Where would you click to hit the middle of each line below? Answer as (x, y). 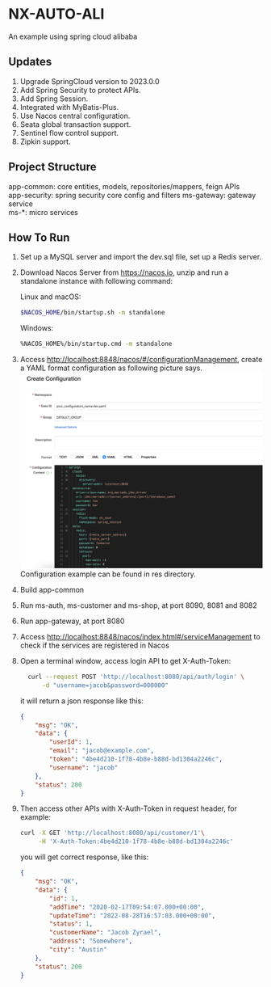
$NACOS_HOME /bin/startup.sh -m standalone (92, 313)
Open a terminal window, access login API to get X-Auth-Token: (125, 660)
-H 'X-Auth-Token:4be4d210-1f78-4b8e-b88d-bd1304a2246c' (136, 841)
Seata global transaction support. (75, 124)
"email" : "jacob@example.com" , (102, 751)
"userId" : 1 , (71, 742)
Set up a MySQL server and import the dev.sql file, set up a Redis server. (141, 257)
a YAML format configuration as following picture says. (111, 368)
